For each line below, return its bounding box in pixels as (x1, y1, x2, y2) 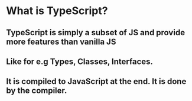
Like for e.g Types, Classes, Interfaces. (6, 56, 154, 66)
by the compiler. (6, 86, 67, 96)
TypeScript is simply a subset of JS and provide (6, 28, 185, 38)
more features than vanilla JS (6, 36, 116, 46)
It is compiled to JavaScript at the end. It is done (6, 76, 187, 86)
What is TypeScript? (6, 4, 108, 18)
